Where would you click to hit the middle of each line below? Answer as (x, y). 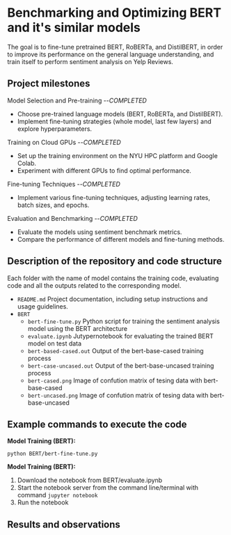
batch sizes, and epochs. (53, 205)
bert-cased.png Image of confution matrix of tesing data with (115, 380)
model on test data (55, 343)
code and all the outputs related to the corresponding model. (94, 285)
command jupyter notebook (57, 495)
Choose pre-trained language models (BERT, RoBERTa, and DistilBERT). (120, 114)
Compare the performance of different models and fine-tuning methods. (121, 239)
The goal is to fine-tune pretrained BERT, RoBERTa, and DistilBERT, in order (115, 47)
